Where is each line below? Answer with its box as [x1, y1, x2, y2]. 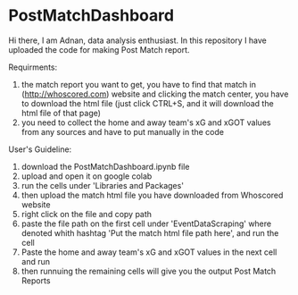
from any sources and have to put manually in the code [21, 126, 225, 137]
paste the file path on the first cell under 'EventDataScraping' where [21, 218, 272, 229]
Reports [21, 274, 51, 286]
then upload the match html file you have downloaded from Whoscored [21, 190, 284, 200]
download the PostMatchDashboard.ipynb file [21, 161, 190, 172]
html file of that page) [21, 107, 102, 118]
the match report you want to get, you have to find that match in [21, 79, 256, 89]
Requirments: [8, 62, 58, 72]
